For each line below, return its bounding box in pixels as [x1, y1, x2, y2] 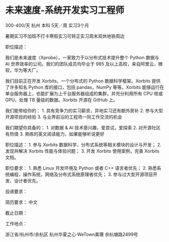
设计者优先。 [14, 177, 41, 183]
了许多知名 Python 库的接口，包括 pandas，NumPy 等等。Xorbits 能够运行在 [5, 84, 164, 90]
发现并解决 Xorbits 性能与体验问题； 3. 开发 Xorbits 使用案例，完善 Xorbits [5, 148, 160, 154]
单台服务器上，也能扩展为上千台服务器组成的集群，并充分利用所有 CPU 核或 [5, 90, 163, 96]
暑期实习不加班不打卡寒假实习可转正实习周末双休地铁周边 [5, 33, 125, 39]
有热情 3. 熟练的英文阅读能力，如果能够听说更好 [5, 131, 105, 137]
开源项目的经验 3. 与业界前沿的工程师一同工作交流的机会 [5, 114, 123, 120]
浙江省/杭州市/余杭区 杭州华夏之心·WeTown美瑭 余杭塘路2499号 [5, 231, 138, 237]
